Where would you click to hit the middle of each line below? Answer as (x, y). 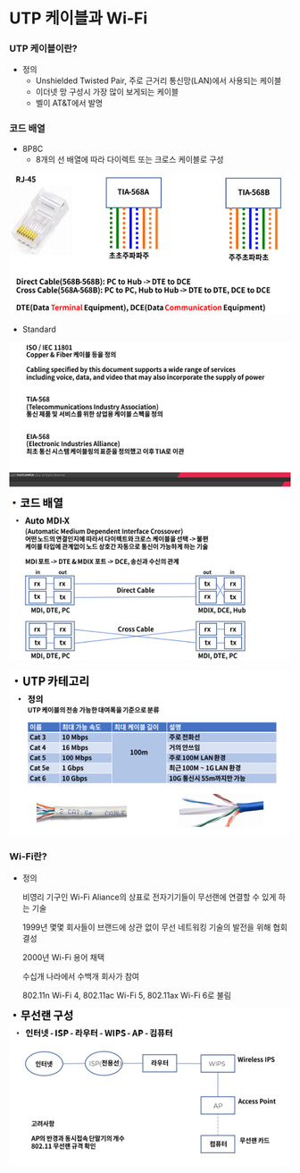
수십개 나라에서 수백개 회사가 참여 (81, 976)
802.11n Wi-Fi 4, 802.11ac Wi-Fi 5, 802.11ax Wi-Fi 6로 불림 (127, 995)
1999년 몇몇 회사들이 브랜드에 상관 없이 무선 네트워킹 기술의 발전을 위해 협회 (155, 927)
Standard (39, 329)
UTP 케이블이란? (43, 48)
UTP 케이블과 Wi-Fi (79, 18)
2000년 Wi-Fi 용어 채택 (63, 957)
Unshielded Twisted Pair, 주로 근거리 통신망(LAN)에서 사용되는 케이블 (158, 80)
